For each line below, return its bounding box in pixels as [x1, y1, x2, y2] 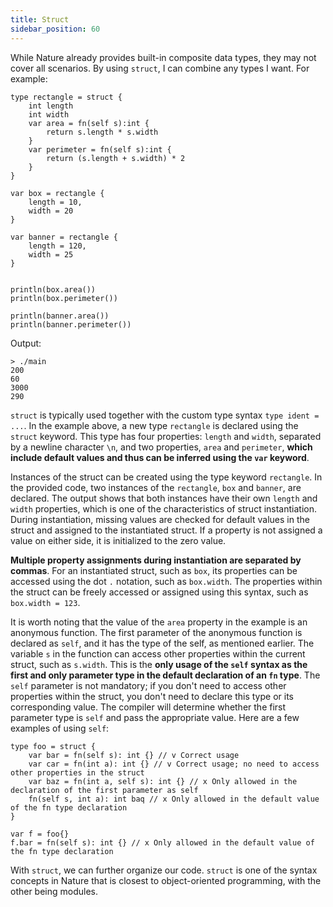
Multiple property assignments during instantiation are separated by [10, 554, 302, 566]
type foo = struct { [10, 741, 97, 751]
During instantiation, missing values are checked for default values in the [10, 513, 310, 525]
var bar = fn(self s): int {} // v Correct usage [28, 750, 240, 760]
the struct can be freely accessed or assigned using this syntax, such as [10, 586, 309, 598]
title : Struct [10, 14, 70, 25]
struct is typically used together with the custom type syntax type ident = [10, 409, 320, 421]
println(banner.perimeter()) [10, 319, 132, 330]
